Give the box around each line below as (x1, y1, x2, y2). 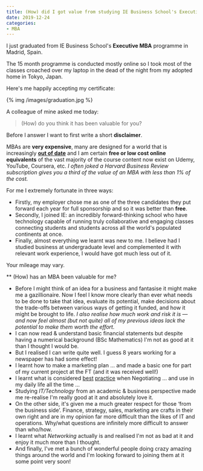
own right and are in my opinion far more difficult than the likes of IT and (14, 413, 195, 420)
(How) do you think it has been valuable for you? (21, 120, 142, 127)
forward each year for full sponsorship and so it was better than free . (14, 205, 188, 212)
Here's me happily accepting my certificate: (6, 85, 115, 92)
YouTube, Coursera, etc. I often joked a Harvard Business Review (6, 162, 169, 169)
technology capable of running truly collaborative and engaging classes (14, 218, 195, 225)
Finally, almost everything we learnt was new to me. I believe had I (14, 237, 180, 244)
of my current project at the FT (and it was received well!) (14, 368, 159, 376)
